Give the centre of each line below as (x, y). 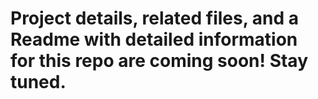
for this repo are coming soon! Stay (159, 61)
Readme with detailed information (154, 39)
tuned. (38, 82)
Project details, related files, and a (155, 18)
